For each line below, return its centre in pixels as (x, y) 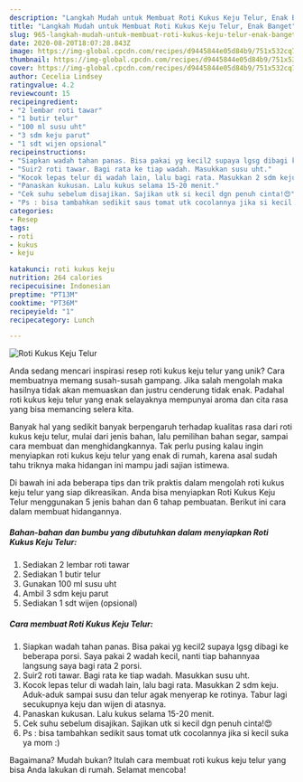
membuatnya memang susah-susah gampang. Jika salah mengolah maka (146, 381)
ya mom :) (41, 743)
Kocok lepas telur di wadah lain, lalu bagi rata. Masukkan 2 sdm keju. (151, 685)
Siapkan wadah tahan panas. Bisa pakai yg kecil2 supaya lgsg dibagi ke (155, 646)
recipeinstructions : (48, 152)
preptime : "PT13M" (44, 295)
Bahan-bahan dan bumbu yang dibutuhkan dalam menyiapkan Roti (139, 532)
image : (22, 52)
